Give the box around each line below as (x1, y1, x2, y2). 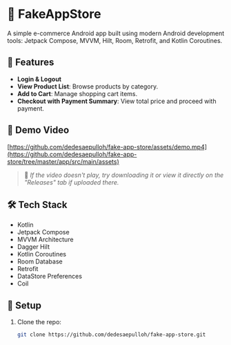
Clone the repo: (17, 318, 62, 326)
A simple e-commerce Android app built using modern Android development (7, 29, 225, 37)
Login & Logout (17, 75, 62, 83)
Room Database (17, 257, 63, 265)
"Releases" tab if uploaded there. (23, 178, 119, 186)
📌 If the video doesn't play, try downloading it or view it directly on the (23, 171, 224, 179)
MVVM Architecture (17, 235, 74, 244)
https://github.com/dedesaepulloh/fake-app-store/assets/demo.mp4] (9, 142, 208, 151)
